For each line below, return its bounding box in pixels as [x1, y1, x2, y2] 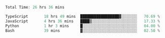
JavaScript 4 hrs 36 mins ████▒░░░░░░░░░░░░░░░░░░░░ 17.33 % [5, 18, 160, 24]
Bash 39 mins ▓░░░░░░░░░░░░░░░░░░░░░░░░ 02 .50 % [5, 28, 160, 33]
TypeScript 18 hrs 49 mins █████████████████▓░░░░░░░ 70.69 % [5, 14, 160, 19]
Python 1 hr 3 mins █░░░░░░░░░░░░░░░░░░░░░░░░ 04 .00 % [5, 23, 160, 28]
